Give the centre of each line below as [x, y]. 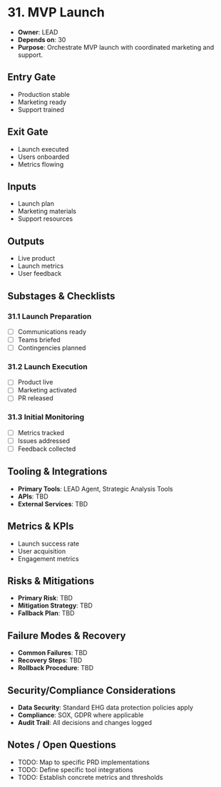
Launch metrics [41, 266]
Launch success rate [48, 543]
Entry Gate [31, 77]
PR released [35, 398]
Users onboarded [43, 157]
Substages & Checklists [61, 296]
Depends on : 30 [42, 39]
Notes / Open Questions [62, 745]
